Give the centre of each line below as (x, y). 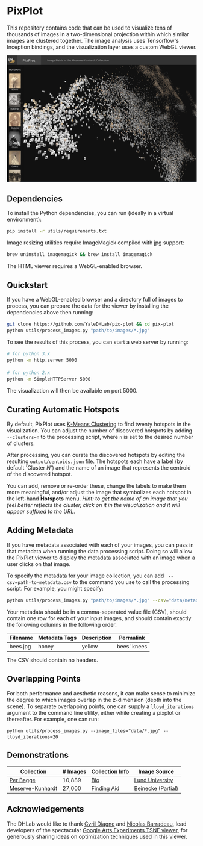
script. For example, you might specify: (55, 588)
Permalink (132, 638)
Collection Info (110, 771)
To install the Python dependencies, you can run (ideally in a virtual (90, 213)
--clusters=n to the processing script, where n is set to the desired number (100, 437)
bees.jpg (20, 647)
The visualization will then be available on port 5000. (72, 391)
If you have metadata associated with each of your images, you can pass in (100, 545)
